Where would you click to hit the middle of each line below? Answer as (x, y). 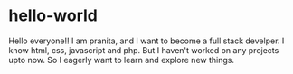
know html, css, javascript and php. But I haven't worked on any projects (144, 50)
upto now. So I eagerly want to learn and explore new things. (121, 60)
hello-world (53, 16)
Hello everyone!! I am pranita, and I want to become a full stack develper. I (146, 41)
